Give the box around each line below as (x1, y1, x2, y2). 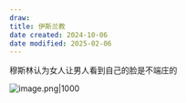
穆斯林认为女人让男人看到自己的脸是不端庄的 (9, 65, 178, 76)
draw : (9, 13, 30, 23)
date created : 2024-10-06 (9, 30, 108, 39)
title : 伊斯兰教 (9, 22, 66, 31)
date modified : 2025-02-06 (9, 38, 112, 48)
